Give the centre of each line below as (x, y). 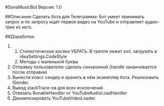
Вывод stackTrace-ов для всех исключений (58, 88)
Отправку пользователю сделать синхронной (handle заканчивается (84, 67)
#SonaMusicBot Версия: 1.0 (34, 7)
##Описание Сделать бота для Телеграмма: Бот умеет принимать (75, 16)
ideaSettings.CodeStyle (43, 56)
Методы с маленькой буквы (49, 62)
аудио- (152, 22)
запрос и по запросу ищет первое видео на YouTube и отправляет (74, 22)
